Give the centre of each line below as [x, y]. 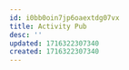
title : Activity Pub [49, 26]
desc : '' [26, 35]
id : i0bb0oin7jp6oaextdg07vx [64, 18]
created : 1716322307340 [55, 52]
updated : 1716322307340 [55, 43]
